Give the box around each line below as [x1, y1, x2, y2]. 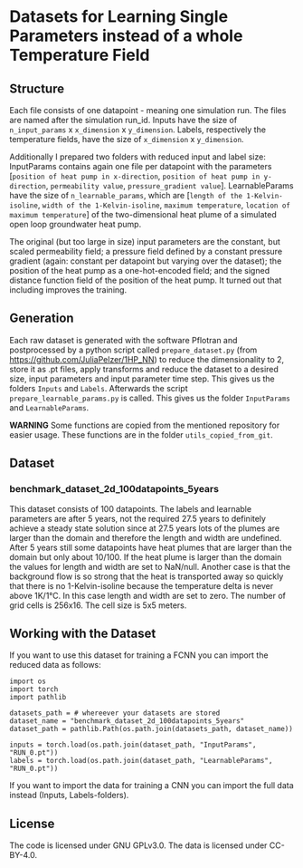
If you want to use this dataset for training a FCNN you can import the [9, 650, 269, 661]
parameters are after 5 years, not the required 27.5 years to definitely [9, 513, 267, 524]
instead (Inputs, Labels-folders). [9, 790, 129, 801]
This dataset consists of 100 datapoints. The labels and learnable [9, 503, 251, 514]
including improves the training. [9, 285, 128, 295]
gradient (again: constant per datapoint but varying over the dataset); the [9, 256, 282, 266]
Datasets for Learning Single [9, 6, 229, 27]
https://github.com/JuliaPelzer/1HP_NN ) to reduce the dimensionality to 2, [9, 353, 285, 364]
